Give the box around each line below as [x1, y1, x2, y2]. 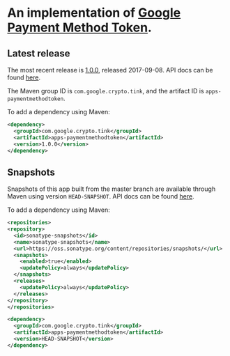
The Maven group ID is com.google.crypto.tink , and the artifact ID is [7, 87, 204, 95]
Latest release [7, 47, 70, 59]
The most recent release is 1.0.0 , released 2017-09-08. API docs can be [7, 66, 213, 74]
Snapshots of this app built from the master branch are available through [7, 185, 216, 193]
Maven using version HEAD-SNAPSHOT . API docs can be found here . [7, 192, 194, 201]
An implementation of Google [7, 5, 181, 21]
